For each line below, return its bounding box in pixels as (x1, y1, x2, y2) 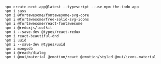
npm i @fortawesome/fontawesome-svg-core (4, 13, 89, 18)
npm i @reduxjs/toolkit (4, 25, 53, 30)
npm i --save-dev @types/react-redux (4, 30, 81, 34)
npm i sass (4, 9, 27, 13)
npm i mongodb (4, 46, 33, 51)
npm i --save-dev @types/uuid (4, 42, 66, 47)
